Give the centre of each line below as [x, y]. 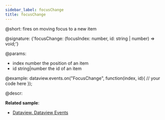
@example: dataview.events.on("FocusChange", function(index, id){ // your [83, 78]
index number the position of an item [50, 63]
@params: [16, 53]
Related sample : [22, 102]
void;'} [12, 43]
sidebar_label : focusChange [35, 10]
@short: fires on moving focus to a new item [51, 28]
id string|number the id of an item [47, 68]
